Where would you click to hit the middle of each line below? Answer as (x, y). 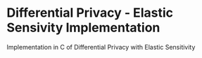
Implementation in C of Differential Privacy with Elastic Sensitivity (101, 47)
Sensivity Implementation (83, 28)
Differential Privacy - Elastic (90, 13)
